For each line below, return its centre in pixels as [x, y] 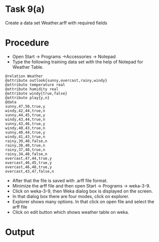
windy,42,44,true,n [25, 111]
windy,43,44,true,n [25, 119]
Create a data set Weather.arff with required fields [56, 23]
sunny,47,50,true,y [25, 106]
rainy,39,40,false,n [26, 141]
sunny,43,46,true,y [25, 124]
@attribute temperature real [35, 85]
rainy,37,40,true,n [25, 149]
